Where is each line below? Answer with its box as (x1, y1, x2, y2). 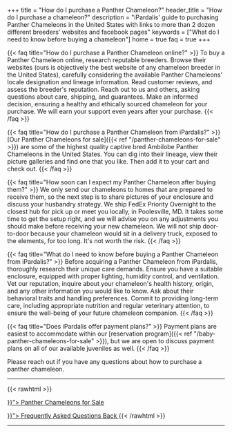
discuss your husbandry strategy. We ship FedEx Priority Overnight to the (7, 200, 216, 208)
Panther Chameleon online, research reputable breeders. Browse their (7, 56, 206, 64)
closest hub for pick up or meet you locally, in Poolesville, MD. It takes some (7, 207, 224, 215)
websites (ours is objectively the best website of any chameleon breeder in (7, 64, 221, 71)
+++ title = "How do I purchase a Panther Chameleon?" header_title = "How (7, 6, 222, 14)
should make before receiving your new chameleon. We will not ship (7, 222, 202, 230)
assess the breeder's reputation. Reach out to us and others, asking (7, 86, 200, 93)
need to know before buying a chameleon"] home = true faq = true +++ (7, 35, 211, 44)
